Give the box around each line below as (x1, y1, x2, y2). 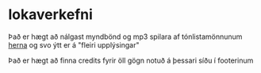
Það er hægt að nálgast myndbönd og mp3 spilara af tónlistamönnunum (8, 32, 243, 41)
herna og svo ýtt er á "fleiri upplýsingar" (8, 40, 140, 49)
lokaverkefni (8, 6, 94, 24)
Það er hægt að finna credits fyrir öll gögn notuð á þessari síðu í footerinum (8, 56, 254, 65)
